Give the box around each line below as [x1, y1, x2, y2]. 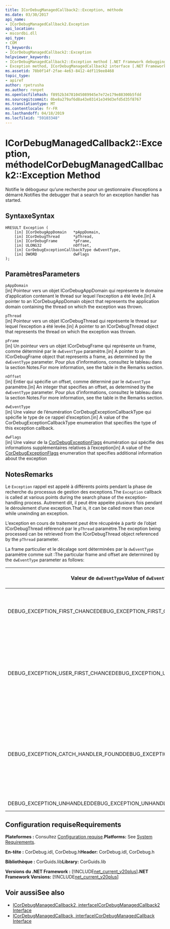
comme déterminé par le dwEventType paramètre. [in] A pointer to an [5, 348, 146, 355]
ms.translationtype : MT [5, 102, 56, 107]
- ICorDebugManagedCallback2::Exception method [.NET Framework [5, 59, 144, 64]
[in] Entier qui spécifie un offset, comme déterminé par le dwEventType [5, 379, 151, 385]
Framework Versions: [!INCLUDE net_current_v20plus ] [5, 873, 119, 880]
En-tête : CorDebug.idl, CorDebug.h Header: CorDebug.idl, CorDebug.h [5, 849, 155, 855]
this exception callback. [5, 425, 55, 431]
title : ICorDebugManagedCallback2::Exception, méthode [5, 7, 123, 13]
